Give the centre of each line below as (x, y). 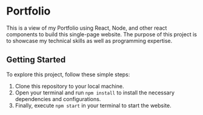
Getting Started (36, 60)
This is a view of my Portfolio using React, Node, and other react (87, 28)
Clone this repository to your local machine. (69, 86)
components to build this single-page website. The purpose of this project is (101, 34)
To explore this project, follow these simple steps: (68, 74)
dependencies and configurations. (58, 99)
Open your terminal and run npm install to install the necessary (95, 93)
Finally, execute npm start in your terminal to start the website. (93, 105)
